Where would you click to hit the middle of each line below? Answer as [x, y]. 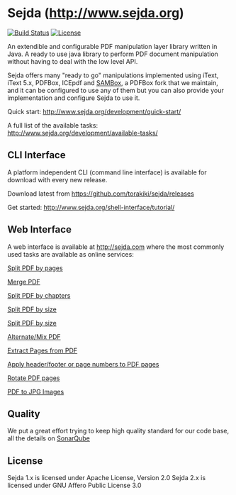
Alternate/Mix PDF [34, 337]
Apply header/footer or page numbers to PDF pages [83, 364]
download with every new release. [57, 179]
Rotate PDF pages [34, 378]
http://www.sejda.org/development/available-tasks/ [83, 133]
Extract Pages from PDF [43, 350]
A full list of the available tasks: [52, 125]
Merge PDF [24, 282]
